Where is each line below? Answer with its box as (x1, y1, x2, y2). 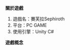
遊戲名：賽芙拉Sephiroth (12, 16, 65, 22)
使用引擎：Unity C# (12, 29, 54, 35)
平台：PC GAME (12, 22, 47, 28)
